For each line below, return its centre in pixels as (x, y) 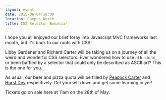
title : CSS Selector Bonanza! (36, 23)
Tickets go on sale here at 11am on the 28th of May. (58, 92)
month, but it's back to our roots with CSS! (48, 43)
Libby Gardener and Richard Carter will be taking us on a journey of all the (81, 52)
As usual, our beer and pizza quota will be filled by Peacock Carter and (78, 77)
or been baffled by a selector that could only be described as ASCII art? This (83, 63)
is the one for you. (24, 68)
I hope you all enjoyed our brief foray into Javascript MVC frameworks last (81, 37)
